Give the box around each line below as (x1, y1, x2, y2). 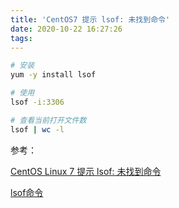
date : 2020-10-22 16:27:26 (10, 24, 123, 34)
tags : (10, 33, 33, 43)
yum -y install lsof (10, 70, 97, 80)
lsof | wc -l (10, 124, 65, 135)
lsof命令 (10, 186, 44, 198)
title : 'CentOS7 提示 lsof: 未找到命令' (10, 14, 171, 25)
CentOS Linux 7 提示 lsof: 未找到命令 (10, 165, 162, 177)
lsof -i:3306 (10, 97, 65, 107)
